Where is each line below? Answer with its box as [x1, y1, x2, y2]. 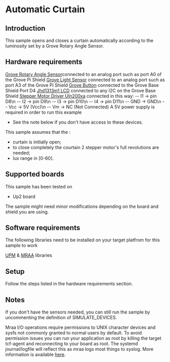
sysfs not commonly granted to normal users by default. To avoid [5, 330, 142, 336]
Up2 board [12, 193, 36, 200]
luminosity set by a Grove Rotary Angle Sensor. [5, 43, 104, 49]
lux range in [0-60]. [12, 155, 54, 161]
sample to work [5, 243, 38, 249]
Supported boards [5, 170, 65, 179]
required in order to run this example [5, 109, 82, 115]
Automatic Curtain [5, 4, 86, 15]
